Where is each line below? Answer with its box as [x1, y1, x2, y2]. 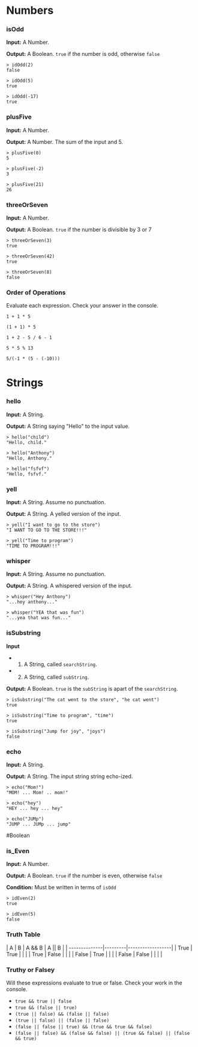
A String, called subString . [23, 673, 89, 681]
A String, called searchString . [23, 660, 97, 668]
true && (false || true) [14, 1004, 77, 1011]
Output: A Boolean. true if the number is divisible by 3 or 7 [6, 226, 152, 233]
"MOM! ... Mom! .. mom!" [6, 789, 68, 796]
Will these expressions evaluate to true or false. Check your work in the [6, 979, 182, 986]
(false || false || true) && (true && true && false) [14, 1024, 152, 1030]
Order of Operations [6, 288, 66, 297]
